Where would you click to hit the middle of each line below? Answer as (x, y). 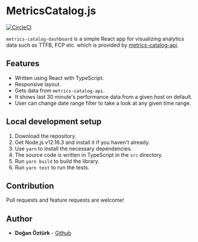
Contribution (30, 185)
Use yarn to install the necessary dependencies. (73, 149)
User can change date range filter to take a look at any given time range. (103, 103)
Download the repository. (46, 136)
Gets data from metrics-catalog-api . (59, 91)
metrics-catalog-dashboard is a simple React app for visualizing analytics (95, 38)
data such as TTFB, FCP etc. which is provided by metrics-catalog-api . (92, 45)
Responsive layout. (38, 84)
